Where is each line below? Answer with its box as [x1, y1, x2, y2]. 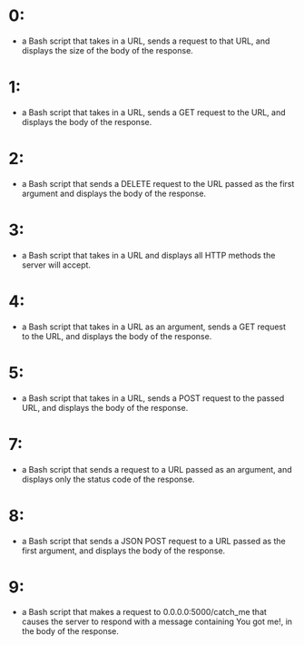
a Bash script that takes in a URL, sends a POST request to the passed [21, 392, 285, 404]
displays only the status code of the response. [21, 474, 195, 484]
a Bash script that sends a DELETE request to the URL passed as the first [21, 178, 295, 189]
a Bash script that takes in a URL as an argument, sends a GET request [21, 321, 287, 332]
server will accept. [21, 259, 92, 270]
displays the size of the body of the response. [21, 44, 194, 55]
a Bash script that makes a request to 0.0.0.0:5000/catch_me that [21, 607, 267, 618]
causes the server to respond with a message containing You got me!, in [21, 616, 292, 627]
